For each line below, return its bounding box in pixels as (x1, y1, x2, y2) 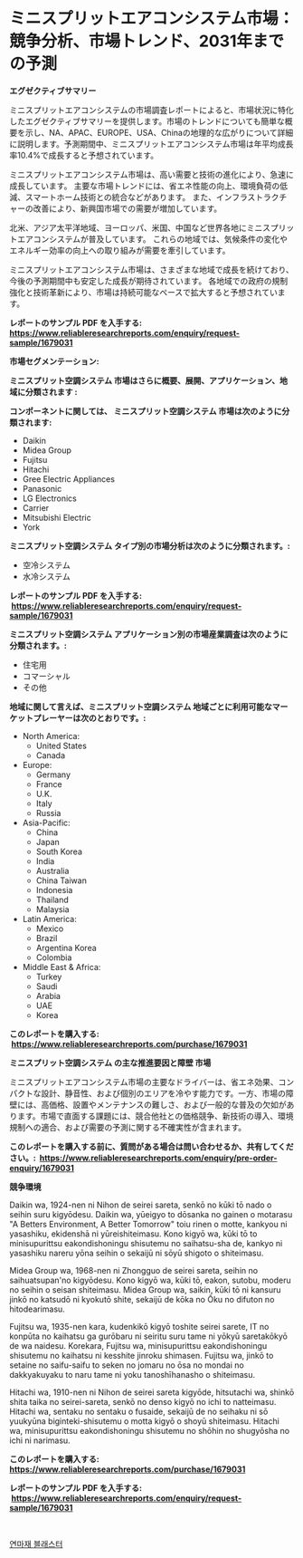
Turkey (35, 971, 62, 982)
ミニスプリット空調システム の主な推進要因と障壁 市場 (9, 1057, 212, 1068)
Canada (35, 749, 66, 761)
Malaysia (35, 903, 70, 915)
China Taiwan (35, 875, 88, 886)
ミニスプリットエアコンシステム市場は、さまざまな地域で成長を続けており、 (9, 264, 294, 274)
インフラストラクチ (215, 191, 288, 202)
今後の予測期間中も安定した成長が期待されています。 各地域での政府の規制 (9, 275, 289, 286)
